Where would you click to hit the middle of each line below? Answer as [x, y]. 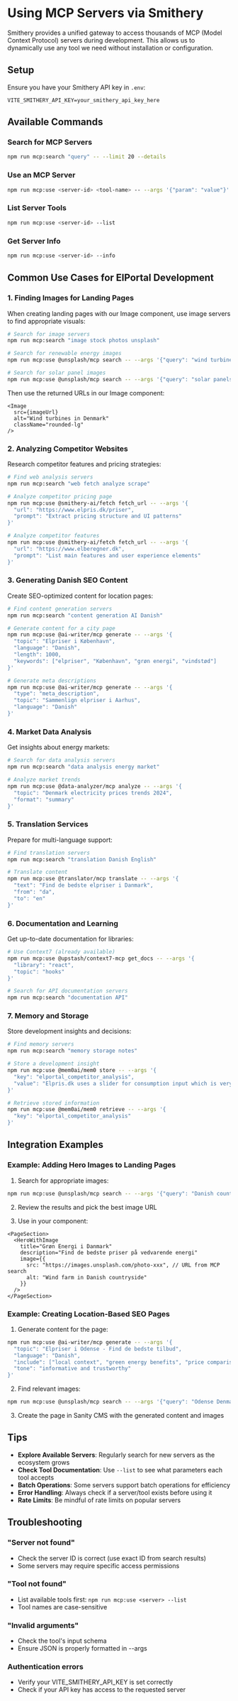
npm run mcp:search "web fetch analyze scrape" [79, 483]
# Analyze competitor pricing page [60, 496]
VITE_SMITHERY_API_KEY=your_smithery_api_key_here [84, 100]
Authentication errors [45, 1667]
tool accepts [36, 1477]
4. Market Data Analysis [50, 731]
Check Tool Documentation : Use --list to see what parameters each [120, 1470]
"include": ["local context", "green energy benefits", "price [109, 1362]
